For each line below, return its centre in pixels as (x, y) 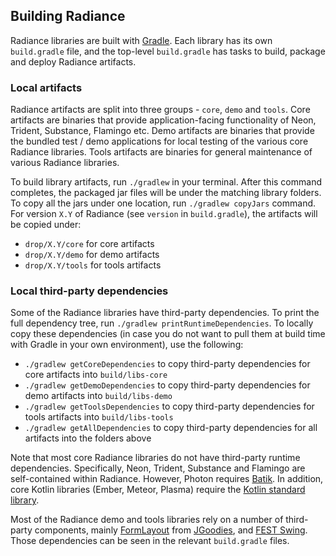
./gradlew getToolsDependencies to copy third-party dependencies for (169, 406)
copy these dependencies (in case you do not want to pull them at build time (168, 334)
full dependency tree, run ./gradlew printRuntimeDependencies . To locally (162, 323)
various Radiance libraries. (65, 163)
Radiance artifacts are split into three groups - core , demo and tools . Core (160, 110)
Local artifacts (46, 87)
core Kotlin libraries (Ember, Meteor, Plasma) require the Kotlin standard (158, 490)
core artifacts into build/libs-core (96, 375)
